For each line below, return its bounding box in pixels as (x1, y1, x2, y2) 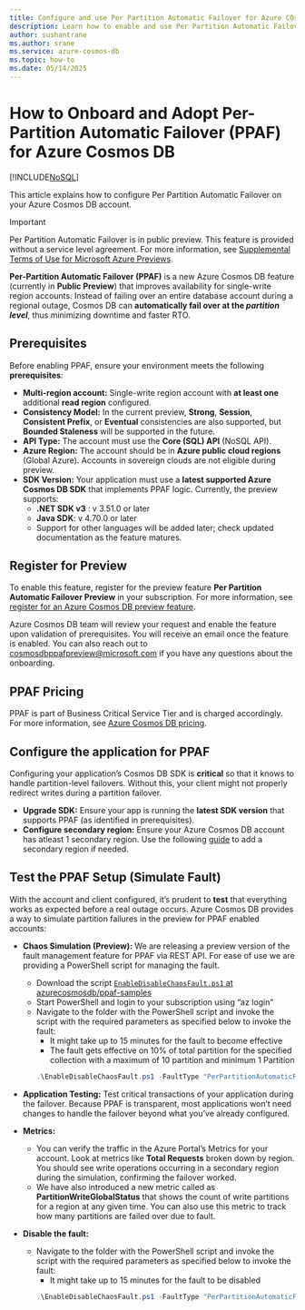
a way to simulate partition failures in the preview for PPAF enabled (9, 913, 261, 924)
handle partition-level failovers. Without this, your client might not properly (9, 778, 288, 789)
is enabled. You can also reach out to (9, 638, 148, 649)
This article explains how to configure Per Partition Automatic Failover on (9, 189, 282, 200)
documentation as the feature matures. (35, 532, 182, 543)
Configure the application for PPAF (9, 744, 211, 759)
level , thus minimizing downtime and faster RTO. (9, 310, 191, 320)
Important (9, 216, 46, 227)
